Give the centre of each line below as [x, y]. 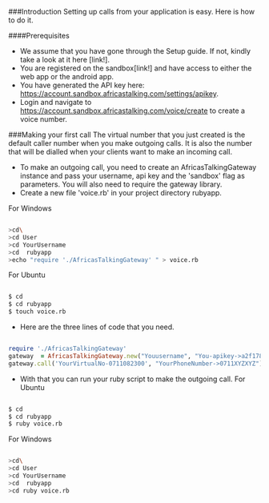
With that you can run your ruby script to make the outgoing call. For [132, 379]
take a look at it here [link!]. [65, 60]
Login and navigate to [56, 102]
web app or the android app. [67, 76]
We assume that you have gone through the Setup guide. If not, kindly [135, 51]
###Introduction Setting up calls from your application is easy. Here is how [131, 12]
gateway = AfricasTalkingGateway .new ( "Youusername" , [100, 356]
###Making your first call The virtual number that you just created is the [127, 135]
